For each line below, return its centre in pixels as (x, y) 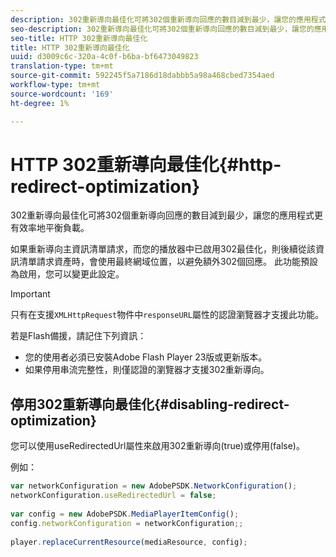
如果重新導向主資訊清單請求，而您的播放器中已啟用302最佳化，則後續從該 (163, 249)
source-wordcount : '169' (62, 94)
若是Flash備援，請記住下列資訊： (78, 336)
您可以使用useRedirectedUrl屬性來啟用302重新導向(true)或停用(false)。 (157, 446)
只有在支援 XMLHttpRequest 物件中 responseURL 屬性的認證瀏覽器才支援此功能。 (167, 315)
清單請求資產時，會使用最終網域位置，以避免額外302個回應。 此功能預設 (168, 262)
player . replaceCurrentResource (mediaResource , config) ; (129, 542)
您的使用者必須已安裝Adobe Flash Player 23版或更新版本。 (146, 357)
